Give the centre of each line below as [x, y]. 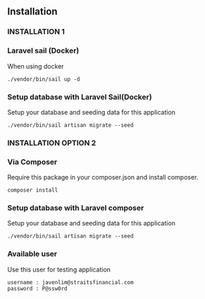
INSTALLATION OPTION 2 [52, 143]
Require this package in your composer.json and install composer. [103, 177]
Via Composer [32, 162]
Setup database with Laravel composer [76, 208]
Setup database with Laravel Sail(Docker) [80, 97]
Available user [32, 254]
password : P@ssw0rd [38, 288]
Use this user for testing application [59, 269]
